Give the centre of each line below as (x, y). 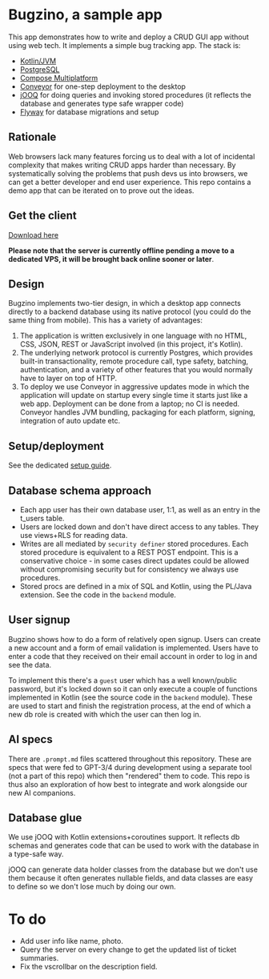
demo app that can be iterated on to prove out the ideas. (101, 191)
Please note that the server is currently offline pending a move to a (121, 251)
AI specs (31, 739)
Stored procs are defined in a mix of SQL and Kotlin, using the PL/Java (136, 586)
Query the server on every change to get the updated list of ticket (128, 949)
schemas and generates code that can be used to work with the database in (134, 845)
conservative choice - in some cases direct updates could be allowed (134, 561)
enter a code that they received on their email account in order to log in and (133, 656)
